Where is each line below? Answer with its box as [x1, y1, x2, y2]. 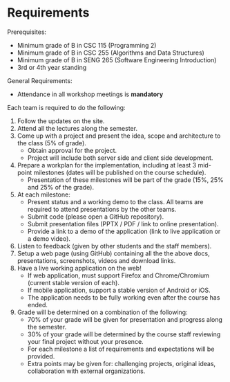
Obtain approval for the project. [27, 146, 117, 154]
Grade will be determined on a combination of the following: [17, 308, 188, 316]
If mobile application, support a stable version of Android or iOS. [27, 286, 211, 294]
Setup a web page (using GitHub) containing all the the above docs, [17, 249, 210, 257]
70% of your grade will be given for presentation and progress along [27, 315, 223, 323]
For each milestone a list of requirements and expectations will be [27, 345, 215, 353]
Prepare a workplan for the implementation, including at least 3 [17, 161, 197, 169]
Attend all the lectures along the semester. [17, 124, 138, 132]
